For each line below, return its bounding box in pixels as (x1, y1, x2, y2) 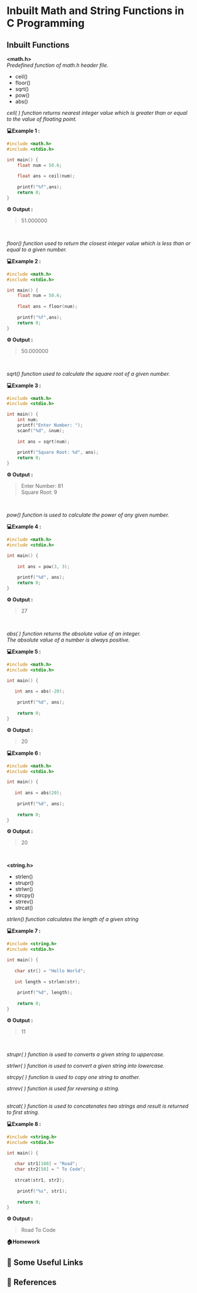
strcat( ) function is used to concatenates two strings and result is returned (6, 1102, 189, 1109)
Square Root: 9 (21, 488, 57, 496)
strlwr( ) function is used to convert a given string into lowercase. (6, 1062, 165, 1069)
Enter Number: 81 (21, 483, 63, 489)
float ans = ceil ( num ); (17, 173, 76, 179)
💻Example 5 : (6, 648, 41, 655)
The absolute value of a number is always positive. (6, 636, 130, 643)
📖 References (6, 1277, 57, 1288)
